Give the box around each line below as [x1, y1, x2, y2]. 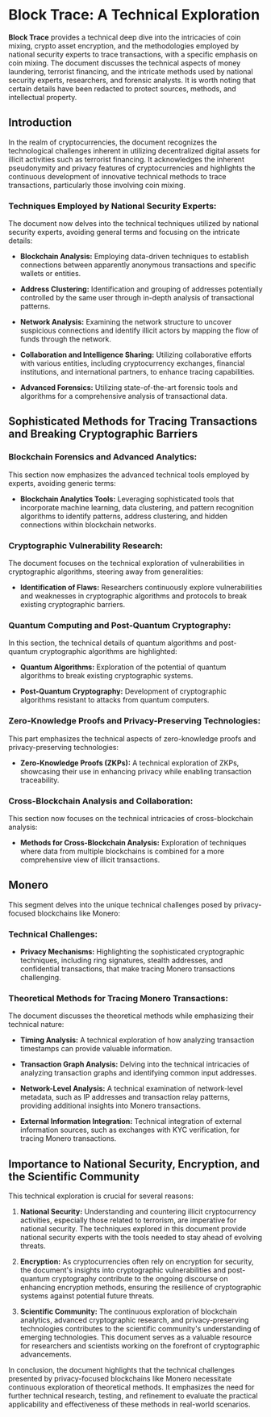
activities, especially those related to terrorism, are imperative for [19, 1215, 237, 1225]
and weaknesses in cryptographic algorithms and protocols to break [19, 591, 248, 601]
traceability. [19, 775, 60, 785]
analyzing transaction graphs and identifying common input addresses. [19, 1068, 257, 1078]
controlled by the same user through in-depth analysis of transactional [19, 293, 255, 303]
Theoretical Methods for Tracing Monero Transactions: [8, 992, 228, 1004]
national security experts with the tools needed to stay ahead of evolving [19, 1233, 262, 1243]
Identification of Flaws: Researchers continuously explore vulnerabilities [19, 583, 263, 593]
